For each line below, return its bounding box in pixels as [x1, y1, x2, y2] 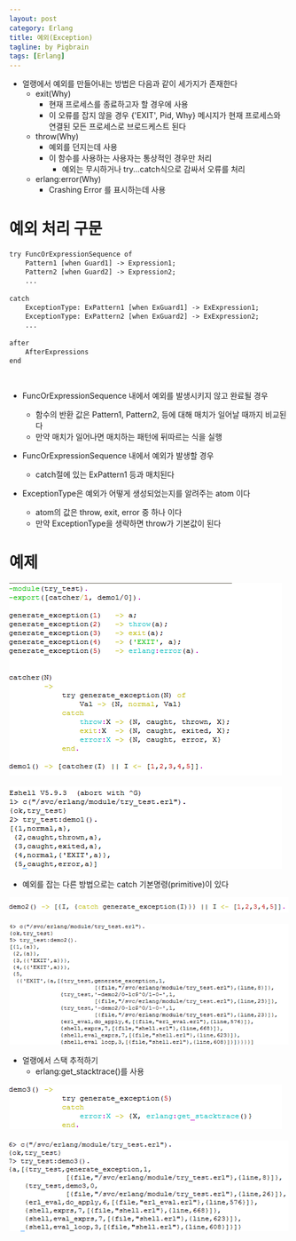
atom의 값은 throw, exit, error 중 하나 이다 [35, 507, 183, 518]
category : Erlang [9, 23, 74, 33]
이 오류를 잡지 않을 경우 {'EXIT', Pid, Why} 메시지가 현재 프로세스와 [48, 110, 281, 121]
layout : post [9, 14, 58, 23]
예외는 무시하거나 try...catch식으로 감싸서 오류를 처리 [61, 164, 245, 175]
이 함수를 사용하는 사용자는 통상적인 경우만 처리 [48, 153, 213, 163]
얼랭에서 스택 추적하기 [21, 1055, 99, 1066]
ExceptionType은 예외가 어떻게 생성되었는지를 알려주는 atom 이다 [21, 489, 251, 499]
